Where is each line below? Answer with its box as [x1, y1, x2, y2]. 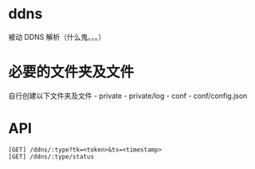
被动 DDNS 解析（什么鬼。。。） [8, 32, 106, 41]
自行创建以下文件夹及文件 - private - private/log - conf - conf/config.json [8, 91, 248, 100]
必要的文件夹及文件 [8, 63, 135, 81]
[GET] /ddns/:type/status [8, 152, 94, 160]
